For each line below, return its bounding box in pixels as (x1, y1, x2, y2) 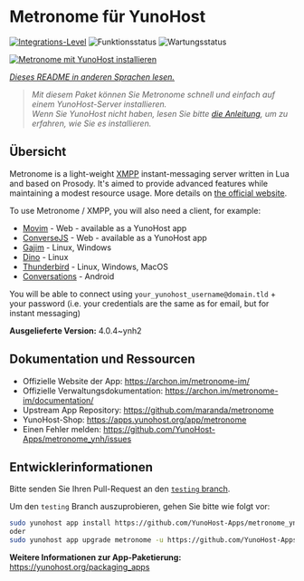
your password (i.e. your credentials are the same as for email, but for (9, 297, 270, 309)
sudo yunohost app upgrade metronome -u (9, 536, 165, 545)
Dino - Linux (22, 251, 69, 262)
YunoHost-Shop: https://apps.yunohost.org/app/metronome (22, 414, 247, 425)
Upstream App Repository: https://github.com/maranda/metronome (22, 404, 274, 415)
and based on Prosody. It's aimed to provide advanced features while (9, 178, 269, 189)
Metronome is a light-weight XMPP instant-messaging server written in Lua (9, 168, 290, 179)
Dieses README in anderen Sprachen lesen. (9, 71, 175, 82)
